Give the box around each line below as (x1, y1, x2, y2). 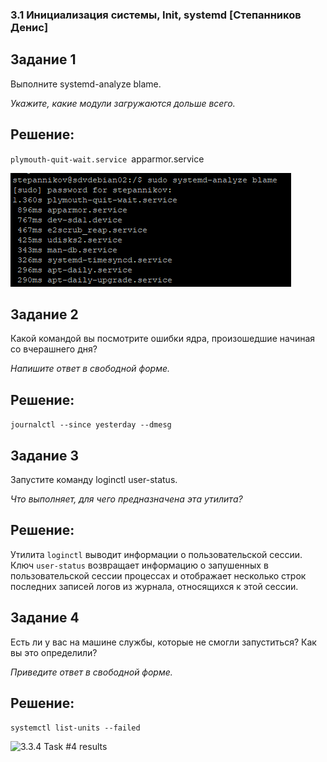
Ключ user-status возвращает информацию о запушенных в (10, 559, 269, 571)
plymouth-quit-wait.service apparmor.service (10, 153, 205, 165)
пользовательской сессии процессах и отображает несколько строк (10, 569, 307, 582)
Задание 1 (10, 51, 77, 68)
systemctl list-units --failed (10, 723, 141, 733)
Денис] (10, 20, 49, 34)
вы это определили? (10, 646, 98, 658)
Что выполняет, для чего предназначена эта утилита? (10, 493, 243, 505)
